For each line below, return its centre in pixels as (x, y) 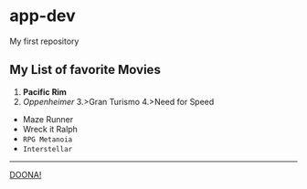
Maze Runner (48, 119)
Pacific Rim (44, 91)
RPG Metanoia (48, 139)
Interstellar (48, 149)
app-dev (42, 16)
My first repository (44, 41)
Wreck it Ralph (50, 129)
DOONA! (26, 174)
